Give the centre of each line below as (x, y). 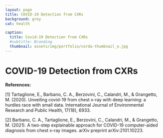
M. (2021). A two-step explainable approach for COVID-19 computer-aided (81, 125)
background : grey (23, 19)
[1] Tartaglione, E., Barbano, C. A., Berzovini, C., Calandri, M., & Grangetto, (81, 94)
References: (18, 84)
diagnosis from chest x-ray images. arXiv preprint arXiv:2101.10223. (74, 130)
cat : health (17, 24)
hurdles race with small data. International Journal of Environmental (75, 105)
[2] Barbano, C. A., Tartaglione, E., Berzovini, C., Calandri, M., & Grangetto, (82, 120)
